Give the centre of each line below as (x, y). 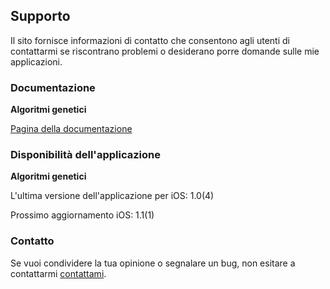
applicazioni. (36, 61)
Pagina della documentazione (71, 129)
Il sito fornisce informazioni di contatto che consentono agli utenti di (150, 40)
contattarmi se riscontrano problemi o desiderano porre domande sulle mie (165, 51)
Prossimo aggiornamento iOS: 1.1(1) (82, 215)
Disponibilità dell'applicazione (85, 155)
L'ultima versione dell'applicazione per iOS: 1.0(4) (112, 196)
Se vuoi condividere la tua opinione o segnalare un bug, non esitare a (153, 263)
